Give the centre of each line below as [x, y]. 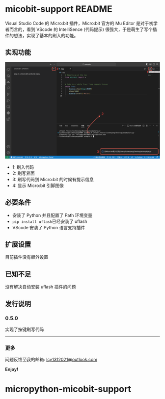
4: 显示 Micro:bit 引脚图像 [38, 186]
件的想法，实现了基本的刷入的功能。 [42, 35]
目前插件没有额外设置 [27, 257]
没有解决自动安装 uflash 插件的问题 [41, 287]
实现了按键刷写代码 [25, 329]
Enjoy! [12, 370]
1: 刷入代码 [23, 167]
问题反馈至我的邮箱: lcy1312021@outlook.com [51, 360]
